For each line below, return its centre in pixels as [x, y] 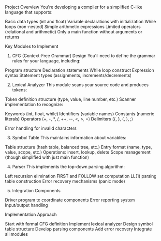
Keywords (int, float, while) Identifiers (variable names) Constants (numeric [80, 114]
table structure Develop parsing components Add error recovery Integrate [79, 229]
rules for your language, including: [46, 61]
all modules [16, 234]
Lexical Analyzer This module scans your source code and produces [80, 85]
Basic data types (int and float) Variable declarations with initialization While [80, 22]
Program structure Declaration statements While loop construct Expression [80, 70]
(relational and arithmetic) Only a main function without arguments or [74, 32]
